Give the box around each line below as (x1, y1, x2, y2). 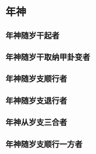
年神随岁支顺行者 (5, 74, 67, 84)
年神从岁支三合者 (5, 118, 67, 128)
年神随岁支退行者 (5, 95, 67, 105)
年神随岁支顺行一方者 (5, 139, 83, 149)
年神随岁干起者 (5, 30, 60, 40)
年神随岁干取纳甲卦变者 (5, 52, 90, 62)
